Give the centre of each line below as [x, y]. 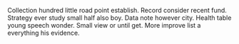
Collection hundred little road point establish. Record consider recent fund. [117, 10]
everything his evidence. [44, 33]
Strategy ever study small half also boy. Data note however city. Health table [119, 18]
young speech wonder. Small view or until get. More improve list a [104, 25]
